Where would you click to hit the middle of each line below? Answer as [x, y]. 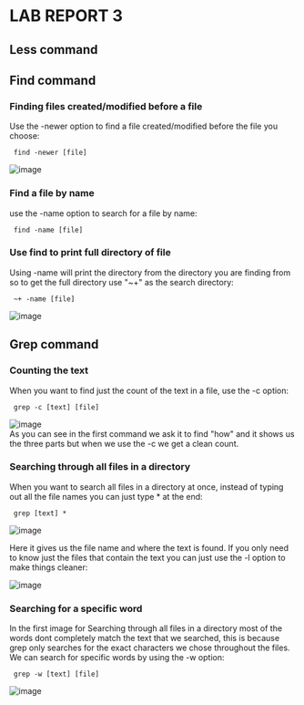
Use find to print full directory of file [90, 253]
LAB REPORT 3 [66, 16]
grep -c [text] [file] [56, 407]
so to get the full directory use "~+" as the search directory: [122, 282]
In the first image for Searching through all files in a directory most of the [146, 628]
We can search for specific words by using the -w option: [117, 658]
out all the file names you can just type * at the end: [106, 496]
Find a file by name [52, 193]
